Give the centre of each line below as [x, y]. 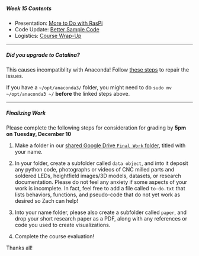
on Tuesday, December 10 [39, 134]
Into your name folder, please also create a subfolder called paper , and [101, 212]
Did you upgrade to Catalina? [43, 55]
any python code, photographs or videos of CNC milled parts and [94, 169]
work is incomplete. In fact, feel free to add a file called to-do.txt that [100, 188]
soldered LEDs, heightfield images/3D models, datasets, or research [98, 176]
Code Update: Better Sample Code [57, 29]
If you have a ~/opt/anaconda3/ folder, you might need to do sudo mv [89, 87]
